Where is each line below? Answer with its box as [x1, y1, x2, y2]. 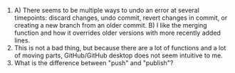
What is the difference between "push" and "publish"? [14, 59, 174, 67]
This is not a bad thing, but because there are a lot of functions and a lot [14, 44, 226, 52]
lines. [14, 36, 31, 45]
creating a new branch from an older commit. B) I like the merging [14, 21, 208, 29]
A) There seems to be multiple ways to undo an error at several [14, 6, 199, 14]
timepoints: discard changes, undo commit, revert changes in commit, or [14, 13, 228, 22]
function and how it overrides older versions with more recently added [14, 28, 221, 37]
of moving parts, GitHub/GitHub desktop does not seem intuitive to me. [14, 51, 223, 60]
